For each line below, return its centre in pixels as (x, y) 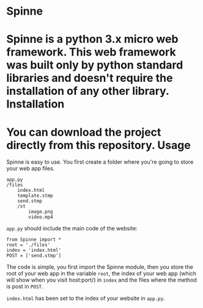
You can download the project (84, 132)
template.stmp (35, 196)
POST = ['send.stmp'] (34, 256)
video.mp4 (41, 217)
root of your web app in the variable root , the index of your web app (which (102, 274)
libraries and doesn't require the (90, 78)
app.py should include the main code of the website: (72, 229)
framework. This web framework (91, 52)
